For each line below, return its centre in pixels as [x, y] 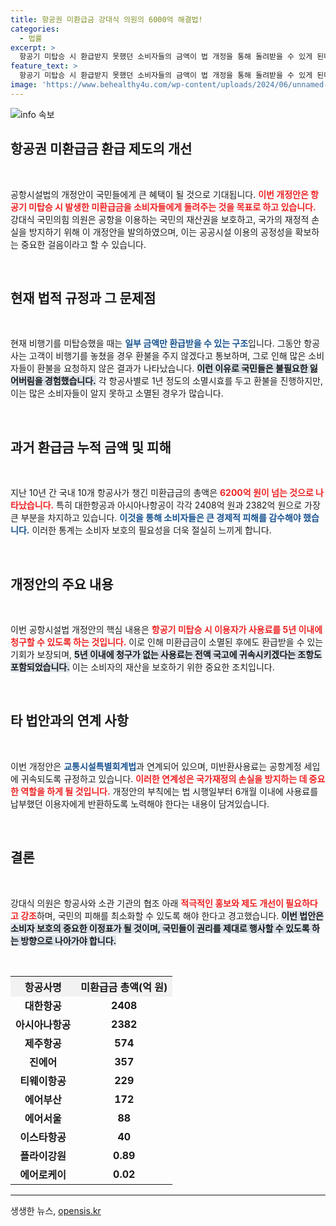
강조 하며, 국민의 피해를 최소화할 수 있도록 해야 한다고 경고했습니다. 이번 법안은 [172, 915]
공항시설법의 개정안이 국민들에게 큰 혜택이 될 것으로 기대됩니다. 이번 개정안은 [159, 194]
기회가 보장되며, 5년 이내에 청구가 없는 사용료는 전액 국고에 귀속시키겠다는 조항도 [166, 654]
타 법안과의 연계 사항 [69, 721]
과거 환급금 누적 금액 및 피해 [91, 447]
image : [24, 85]
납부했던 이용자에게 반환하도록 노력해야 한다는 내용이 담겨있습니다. [140, 803]
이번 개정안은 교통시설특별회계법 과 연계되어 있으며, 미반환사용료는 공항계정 [156, 766]
